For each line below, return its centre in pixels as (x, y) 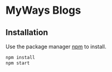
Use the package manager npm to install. (56, 46)
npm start (18, 63)
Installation (27, 32)
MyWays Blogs (43, 10)
